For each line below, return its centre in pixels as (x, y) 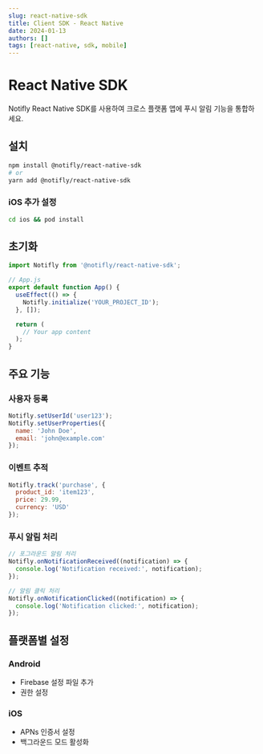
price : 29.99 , (39, 500)
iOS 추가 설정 (32, 202)
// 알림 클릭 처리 (34, 591)
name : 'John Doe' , (47, 430)
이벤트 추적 (28, 468)
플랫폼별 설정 (39, 640)
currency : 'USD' (42, 507)
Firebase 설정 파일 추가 (57, 682)
